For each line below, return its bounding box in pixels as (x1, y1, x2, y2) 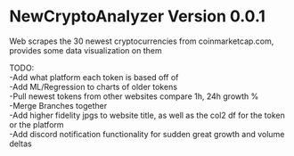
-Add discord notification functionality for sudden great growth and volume (9, 128, 285, 139)
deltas (9, 138, 33, 149)
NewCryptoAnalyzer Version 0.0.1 (9, 6, 265, 27)
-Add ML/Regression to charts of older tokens (9, 81, 178, 92)
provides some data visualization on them (9, 45, 162, 55)
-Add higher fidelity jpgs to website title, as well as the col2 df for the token (9, 110, 285, 120)
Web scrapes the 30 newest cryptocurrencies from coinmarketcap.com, (9, 36, 274, 46)
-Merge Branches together (9, 100, 108, 111)
